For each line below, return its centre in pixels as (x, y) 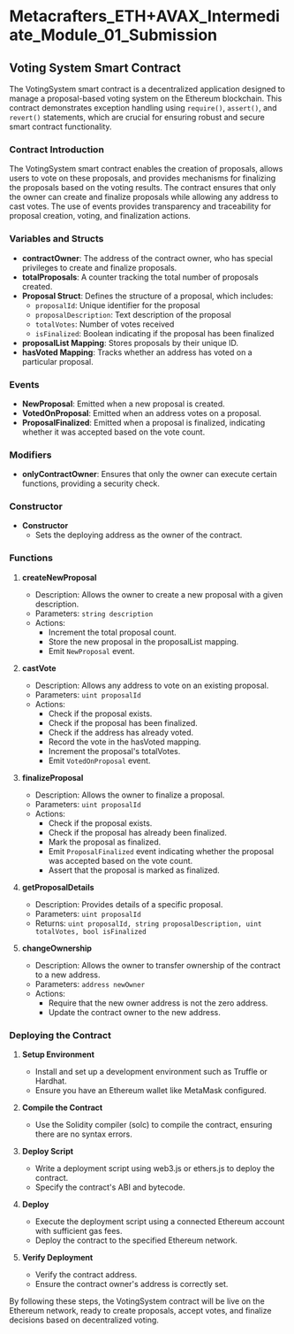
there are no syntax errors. (83, 1134)
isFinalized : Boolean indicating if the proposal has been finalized (155, 333)
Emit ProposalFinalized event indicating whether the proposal (161, 851)
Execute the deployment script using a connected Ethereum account (160, 1222)
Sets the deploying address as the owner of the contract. (139, 535)
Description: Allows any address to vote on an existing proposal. (152, 685)
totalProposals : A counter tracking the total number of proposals (140, 277)
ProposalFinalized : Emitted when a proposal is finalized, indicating (143, 422)
